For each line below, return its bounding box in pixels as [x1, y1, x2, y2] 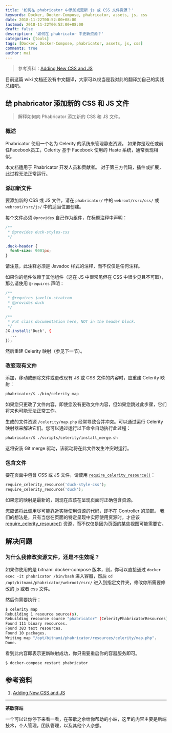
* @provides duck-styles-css [7, 229, 70, 235]
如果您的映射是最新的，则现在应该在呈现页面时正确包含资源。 [5, 497, 136, 503]
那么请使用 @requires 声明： [5, 280, 65, 286]
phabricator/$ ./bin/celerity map [5, 391, 79, 397]
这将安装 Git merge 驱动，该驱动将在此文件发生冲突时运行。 [5, 445, 132, 451]
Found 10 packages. [5, 631, 47, 636]
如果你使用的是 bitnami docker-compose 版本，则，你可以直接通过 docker [5, 566, 161, 572]
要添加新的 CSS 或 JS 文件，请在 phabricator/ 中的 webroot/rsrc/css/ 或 [5, 197, 160, 203]
